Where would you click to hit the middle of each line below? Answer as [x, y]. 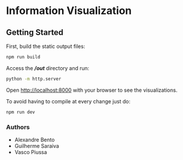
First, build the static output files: [46, 46]
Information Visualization [69, 11]
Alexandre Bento [34, 140]
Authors [18, 127]
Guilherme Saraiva [37, 146]
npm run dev [20, 112]
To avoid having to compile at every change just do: [68, 101]
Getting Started [35, 32]
